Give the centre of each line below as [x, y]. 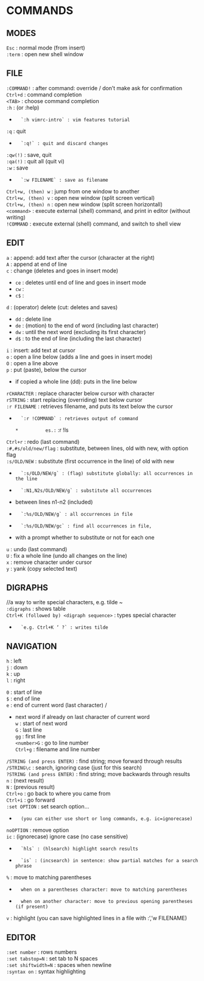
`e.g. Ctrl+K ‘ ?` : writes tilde [65, 628]
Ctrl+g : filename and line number [58, 749]
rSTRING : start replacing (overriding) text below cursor [75, 399]
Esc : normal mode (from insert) [46, 48]
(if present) [32, 907]
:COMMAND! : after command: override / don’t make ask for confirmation [94, 88]
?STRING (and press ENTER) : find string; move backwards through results [98, 774]
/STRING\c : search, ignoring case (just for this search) [74, 768]
